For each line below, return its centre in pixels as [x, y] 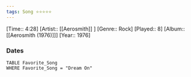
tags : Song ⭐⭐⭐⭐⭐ [29, 12]
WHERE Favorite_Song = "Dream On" [50, 68]
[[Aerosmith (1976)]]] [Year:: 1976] [48, 35]
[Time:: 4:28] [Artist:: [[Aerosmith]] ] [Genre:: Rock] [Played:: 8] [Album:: [95, 29]
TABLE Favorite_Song [32, 63]
